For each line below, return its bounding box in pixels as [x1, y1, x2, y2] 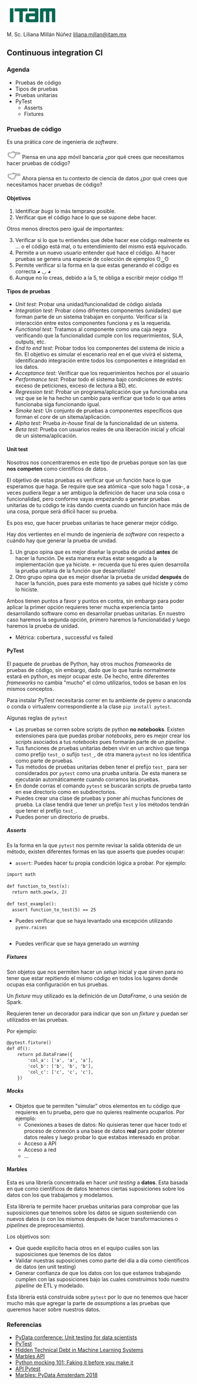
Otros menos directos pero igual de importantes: [6, 226, 124, 233]
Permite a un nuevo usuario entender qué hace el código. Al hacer [15, 249, 175, 256]
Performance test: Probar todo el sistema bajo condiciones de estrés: [15, 376, 184, 383]
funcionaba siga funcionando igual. [15, 401, 101, 408]
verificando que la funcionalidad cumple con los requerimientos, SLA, [15, 332, 184, 339]
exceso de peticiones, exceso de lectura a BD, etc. [15, 382, 138, 389]
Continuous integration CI [6, 48, 103, 58]
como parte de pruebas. [15, 757, 74, 764]
